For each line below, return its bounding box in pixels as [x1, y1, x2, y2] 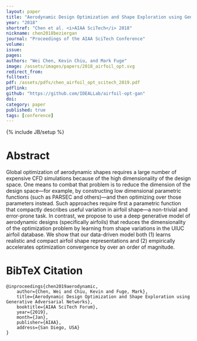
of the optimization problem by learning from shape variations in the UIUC [6, 225, 185, 232]
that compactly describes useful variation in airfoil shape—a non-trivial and [6, 206, 188, 213]
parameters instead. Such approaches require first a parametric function [6, 200, 182, 207]
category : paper [6, 101, 46, 108]
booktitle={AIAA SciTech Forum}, [16, 304, 98, 310]
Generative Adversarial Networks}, [6, 299, 93, 305]
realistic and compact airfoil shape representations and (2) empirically [6, 238, 175, 245]
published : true [6, 107, 46, 113]
